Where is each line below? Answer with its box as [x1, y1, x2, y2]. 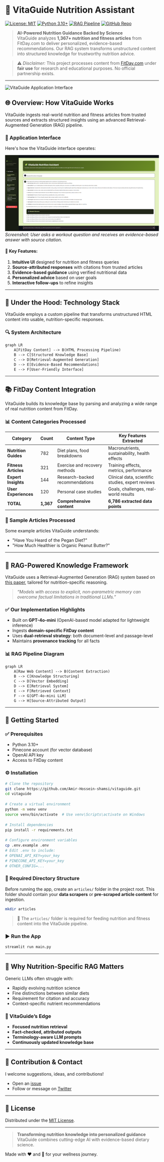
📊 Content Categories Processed [5, 418, 86, 425]
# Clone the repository [5, 781, 54, 786]
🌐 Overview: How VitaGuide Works [5, 99, 114, 107]
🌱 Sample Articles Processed [5, 517, 76, 524]
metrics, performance [108, 467, 152, 473]
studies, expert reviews [108, 479, 155, 485]
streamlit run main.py [5, 944, 51, 950]
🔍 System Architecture [5, 329, 61, 336]
